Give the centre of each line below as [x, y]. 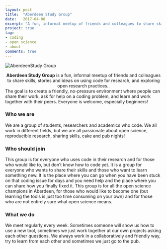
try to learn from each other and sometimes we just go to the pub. [73, 241]
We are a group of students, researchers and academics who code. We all [81, 125]
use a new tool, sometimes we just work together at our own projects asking [83, 231]
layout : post [19, 10]
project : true [20, 28]
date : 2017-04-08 [25, 19]
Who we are [20, 114]
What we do [20, 215]
